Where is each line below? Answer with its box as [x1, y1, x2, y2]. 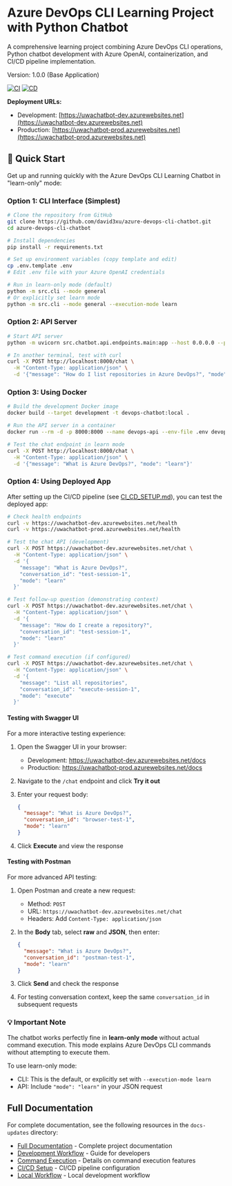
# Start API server [7, 332, 64, 340]
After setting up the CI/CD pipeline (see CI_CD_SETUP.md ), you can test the [7, 492, 222, 501]
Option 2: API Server [7, 317, 77, 327]
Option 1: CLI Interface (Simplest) [7, 196, 121, 206]
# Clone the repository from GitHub [7, 212, 113, 219]
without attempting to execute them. [7, 1048, 110, 1057]
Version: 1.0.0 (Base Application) [7, 71, 100, 79]
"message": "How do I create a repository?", [19, 622, 153, 629]
